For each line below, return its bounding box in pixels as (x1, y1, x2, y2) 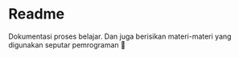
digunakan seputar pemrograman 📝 (8, 39, 126, 49)
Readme (8, 5, 65, 23)
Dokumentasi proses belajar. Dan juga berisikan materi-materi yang (8, 31, 232, 41)
